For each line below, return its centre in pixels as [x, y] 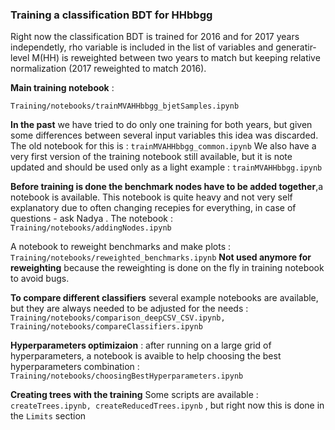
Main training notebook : [62, 88]
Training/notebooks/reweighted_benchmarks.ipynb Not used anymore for [161, 257]
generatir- [296, 47]
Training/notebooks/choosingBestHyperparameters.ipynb [127, 376]
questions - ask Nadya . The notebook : [91, 219]
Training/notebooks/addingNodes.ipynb [91, 228]
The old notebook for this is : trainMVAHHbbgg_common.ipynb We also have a [163, 146]
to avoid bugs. [40, 279]
